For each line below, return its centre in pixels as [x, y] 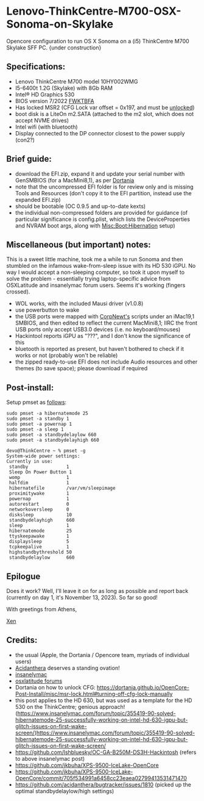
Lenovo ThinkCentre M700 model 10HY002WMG [76, 81]
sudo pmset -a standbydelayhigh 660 [53, 440]
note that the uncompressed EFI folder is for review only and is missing [104, 187]
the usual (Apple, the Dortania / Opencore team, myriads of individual [102, 655]
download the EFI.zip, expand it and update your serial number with [100, 174]
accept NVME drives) [42, 120]
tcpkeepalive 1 [39, 547]
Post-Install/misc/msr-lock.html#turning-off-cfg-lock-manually [94, 694]
